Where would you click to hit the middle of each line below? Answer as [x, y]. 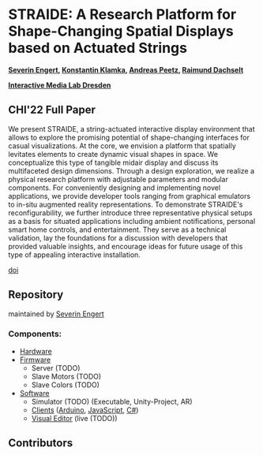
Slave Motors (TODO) [66, 376]
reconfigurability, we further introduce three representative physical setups [130, 213]
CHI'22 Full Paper [52, 110]
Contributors [41, 443]
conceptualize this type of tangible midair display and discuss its [113, 162]
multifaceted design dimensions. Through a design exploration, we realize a [131, 170]
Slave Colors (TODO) [66, 385]
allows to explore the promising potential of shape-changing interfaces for [129, 137]
